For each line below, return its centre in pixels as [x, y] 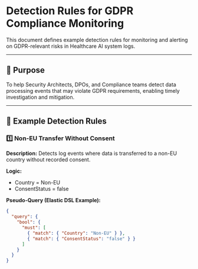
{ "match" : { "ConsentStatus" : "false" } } [81, 239]
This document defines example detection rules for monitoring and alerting [97, 40]
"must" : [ [34, 228]
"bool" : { [29, 222]
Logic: [14, 171]
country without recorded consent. [48, 160]
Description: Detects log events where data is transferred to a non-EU [92, 153]
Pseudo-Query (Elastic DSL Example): [54, 200]
